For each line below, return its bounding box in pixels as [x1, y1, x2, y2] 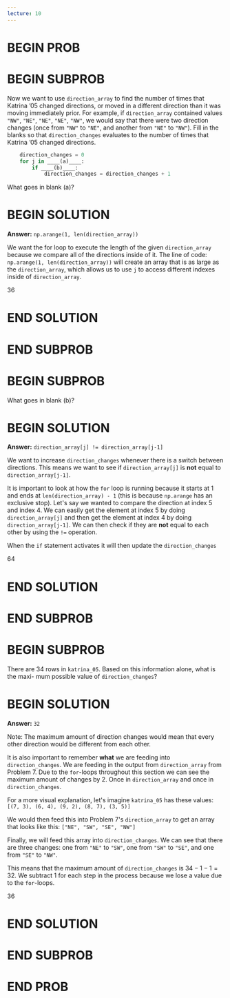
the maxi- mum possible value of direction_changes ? [7, 672, 158, 680]
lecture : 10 [7, 10, 41, 17]
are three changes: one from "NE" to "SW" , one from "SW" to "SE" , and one [7, 843, 215, 851]
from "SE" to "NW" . [7, 851, 58, 859]
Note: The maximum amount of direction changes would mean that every [7, 732, 215, 741]
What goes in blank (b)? [7, 396, 75, 404]
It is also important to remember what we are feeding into [7, 753, 171, 762]
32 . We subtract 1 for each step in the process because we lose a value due [7, 871, 222, 879]
